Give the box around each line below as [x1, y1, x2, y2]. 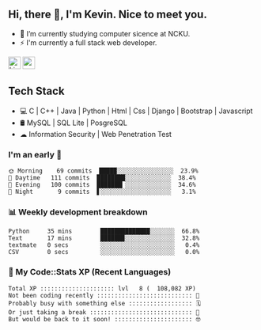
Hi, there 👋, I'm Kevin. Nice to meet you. [8, 8, 207, 21]
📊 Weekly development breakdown [8, 207, 148, 218]
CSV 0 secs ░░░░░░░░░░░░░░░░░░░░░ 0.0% [8, 248, 200, 256]
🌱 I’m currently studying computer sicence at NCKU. [19, 28, 191, 38]
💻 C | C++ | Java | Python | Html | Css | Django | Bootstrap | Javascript [19, 106, 253, 116]
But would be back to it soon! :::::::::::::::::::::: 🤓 [8, 315, 201, 323]
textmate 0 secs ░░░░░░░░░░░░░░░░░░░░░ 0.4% [8, 241, 200, 249]
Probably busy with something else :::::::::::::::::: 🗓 [8, 299, 202, 307]
